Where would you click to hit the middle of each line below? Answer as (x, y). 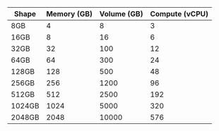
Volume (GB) (121, 14)
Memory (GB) (69, 14)
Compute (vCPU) (179, 14)
